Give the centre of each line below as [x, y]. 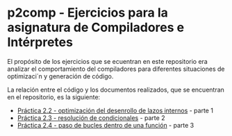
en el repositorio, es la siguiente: [54, 97]
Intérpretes [40, 42]
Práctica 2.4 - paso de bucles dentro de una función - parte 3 [106, 125]
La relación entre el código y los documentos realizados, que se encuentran [116, 90]
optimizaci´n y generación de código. [60, 76]
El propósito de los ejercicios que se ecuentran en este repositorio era [108, 61]
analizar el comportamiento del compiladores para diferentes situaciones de [116, 69]
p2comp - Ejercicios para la [88, 13]
